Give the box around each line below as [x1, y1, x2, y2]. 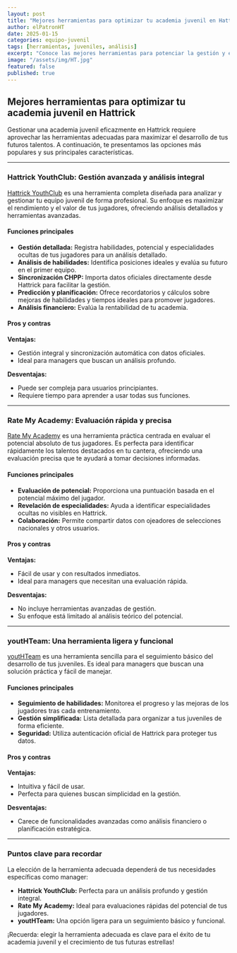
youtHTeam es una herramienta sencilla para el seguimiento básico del [7, 652, 214, 661]
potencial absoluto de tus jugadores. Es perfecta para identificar [7, 439, 194, 448]
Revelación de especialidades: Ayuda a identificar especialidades [17, 501, 211, 509]
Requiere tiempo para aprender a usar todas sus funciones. [17, 391, 190, 400]
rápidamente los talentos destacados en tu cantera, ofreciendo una [7, 446, 203, 455]
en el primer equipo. [17, 265, 77, 274]
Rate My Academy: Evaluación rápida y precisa [7, 415, 172, 425]
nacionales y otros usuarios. [17, 524, 100, 532]
